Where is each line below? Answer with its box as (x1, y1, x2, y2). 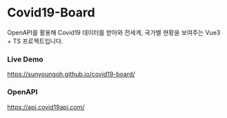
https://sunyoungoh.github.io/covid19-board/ (7, 70, 136, 78)
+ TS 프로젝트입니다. (7, 36, 63, 45)
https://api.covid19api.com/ (7, 103, 85, 111)
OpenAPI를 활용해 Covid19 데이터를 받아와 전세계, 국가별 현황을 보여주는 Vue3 (7, 28, 221, 36)
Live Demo (7, 54, 43, 64)
